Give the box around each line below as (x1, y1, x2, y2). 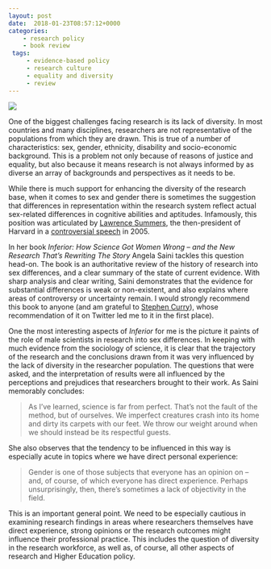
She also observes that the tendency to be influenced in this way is (8, 442, 231, 452)
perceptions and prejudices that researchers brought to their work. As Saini (8, 377, 259, 387)
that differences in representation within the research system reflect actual (8, 201, 256, 210)
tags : (11, 49, 31, 57)
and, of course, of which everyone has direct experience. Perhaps (27, 476, 248, 485)
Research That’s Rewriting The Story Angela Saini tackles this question (8, 251, 244, 260)
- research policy (23, 34, 85, 43)
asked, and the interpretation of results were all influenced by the (8, 368, 226, 379)
